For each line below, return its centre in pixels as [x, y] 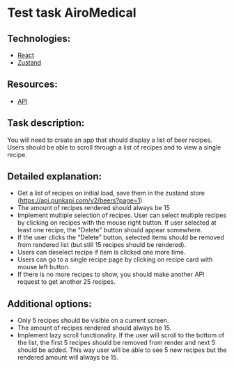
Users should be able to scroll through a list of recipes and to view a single [114, 147]
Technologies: [39, 39]
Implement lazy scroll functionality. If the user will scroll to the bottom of [121, 335]
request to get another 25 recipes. [67, 282]
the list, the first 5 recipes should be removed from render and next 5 [116, 343]
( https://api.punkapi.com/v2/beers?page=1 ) [80, 200]
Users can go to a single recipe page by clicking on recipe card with [115, 259]
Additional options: [49, 304]
